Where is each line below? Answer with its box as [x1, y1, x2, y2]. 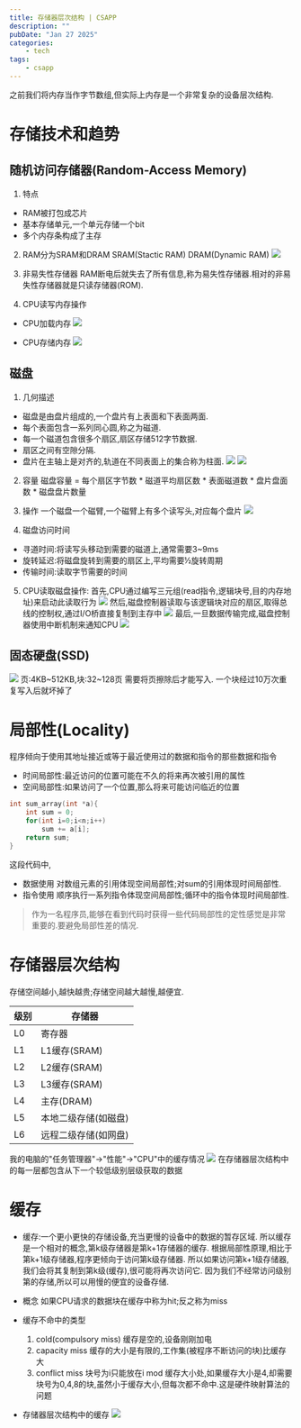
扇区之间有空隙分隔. [22, 444, 96, 455]
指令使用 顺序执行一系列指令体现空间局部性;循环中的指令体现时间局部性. [22, 889, 289, 900]
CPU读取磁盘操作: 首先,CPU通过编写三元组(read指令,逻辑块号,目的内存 [22, 585, 284, 596]
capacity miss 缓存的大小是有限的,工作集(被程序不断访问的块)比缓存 [35, 1344, 287, 1356]
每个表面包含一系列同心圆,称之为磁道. [22, 422, 162, 432]
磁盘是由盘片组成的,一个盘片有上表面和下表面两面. [22, 411, 208, 422]
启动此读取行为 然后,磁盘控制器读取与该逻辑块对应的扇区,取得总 [40, 596, 288, 607]
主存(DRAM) [40, 1095, 93, 1107]
